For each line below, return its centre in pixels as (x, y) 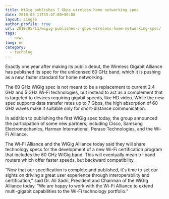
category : (16, 47)
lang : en (14, 43)
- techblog (21, 52)
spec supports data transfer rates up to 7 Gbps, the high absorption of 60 (81, 103)
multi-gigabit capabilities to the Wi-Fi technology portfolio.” (67, 191)
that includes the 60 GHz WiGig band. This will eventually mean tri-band (80, 155)
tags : (11, 33)
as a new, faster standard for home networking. (54, 77)
